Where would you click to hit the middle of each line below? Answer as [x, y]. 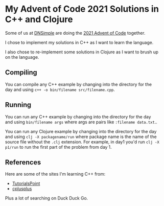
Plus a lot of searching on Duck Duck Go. [47, 198]
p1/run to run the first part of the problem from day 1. [59, 147]
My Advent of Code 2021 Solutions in [82, 9]
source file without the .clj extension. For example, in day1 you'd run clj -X [82, 142]
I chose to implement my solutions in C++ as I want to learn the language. [79, 42]
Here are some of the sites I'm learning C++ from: [55, 174]
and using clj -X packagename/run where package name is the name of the [81, 137]
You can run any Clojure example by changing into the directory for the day [81, 131]
